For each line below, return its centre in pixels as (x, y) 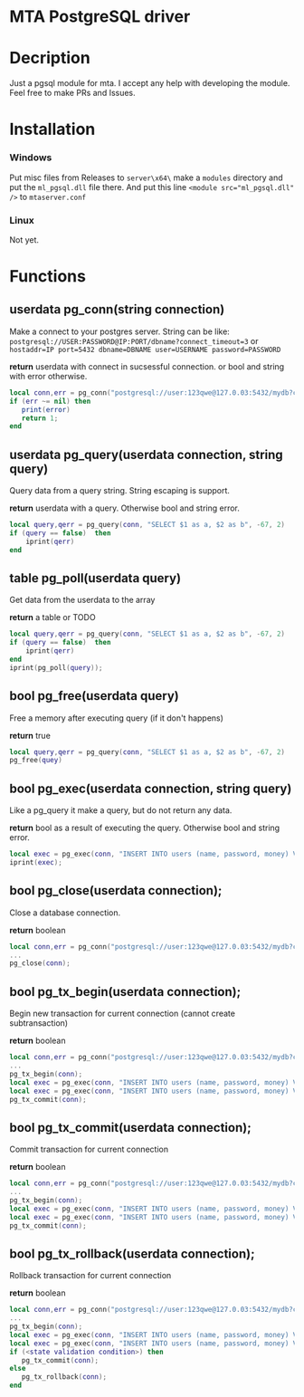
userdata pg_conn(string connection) (117, 310)
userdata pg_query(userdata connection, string (146, 455)
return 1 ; (40, 418)
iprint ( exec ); (36, 863)
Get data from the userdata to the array (82, 600)
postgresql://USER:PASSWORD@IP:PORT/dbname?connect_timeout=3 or (134, 340)
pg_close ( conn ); (40, 963)
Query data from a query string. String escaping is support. (120, 491)
